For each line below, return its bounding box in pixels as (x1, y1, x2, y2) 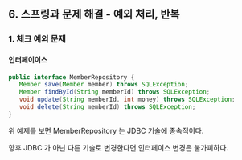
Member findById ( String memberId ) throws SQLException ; (18, 88, 211, 96)
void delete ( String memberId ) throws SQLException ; (18, 103, 196, 111)
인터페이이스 (8, 54, 48, 64)
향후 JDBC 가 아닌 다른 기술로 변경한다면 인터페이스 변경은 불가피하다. (8, 142, 229, 152)
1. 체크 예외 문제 (8, 34, 66, 45)
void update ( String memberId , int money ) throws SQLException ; (18, 95, 236, 104)
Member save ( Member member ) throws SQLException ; (18, 81, 189, 89)
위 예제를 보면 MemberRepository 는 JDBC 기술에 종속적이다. (8, 126, 204, 135)
